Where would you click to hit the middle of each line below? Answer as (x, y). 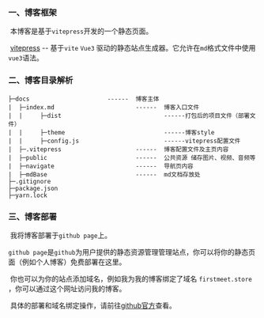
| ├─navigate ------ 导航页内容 (101, 166)
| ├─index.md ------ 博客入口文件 (104, 107)
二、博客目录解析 (41, 81)
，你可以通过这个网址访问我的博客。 (67, 288)
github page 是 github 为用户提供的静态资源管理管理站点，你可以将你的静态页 (132, 252)
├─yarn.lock (28, 195)
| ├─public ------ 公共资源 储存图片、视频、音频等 (132, 157)
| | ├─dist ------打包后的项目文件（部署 (129, 115)
